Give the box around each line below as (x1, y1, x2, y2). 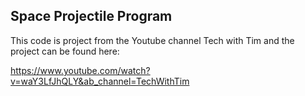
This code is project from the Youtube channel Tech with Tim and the (10, 34, 295, 46)
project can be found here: (10, 45, 120, 57)
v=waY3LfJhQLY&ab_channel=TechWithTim (10, 75, 190, 87)
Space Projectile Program (10, 8, 173, 25)
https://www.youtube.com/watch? (10, 64, 151, 76)
